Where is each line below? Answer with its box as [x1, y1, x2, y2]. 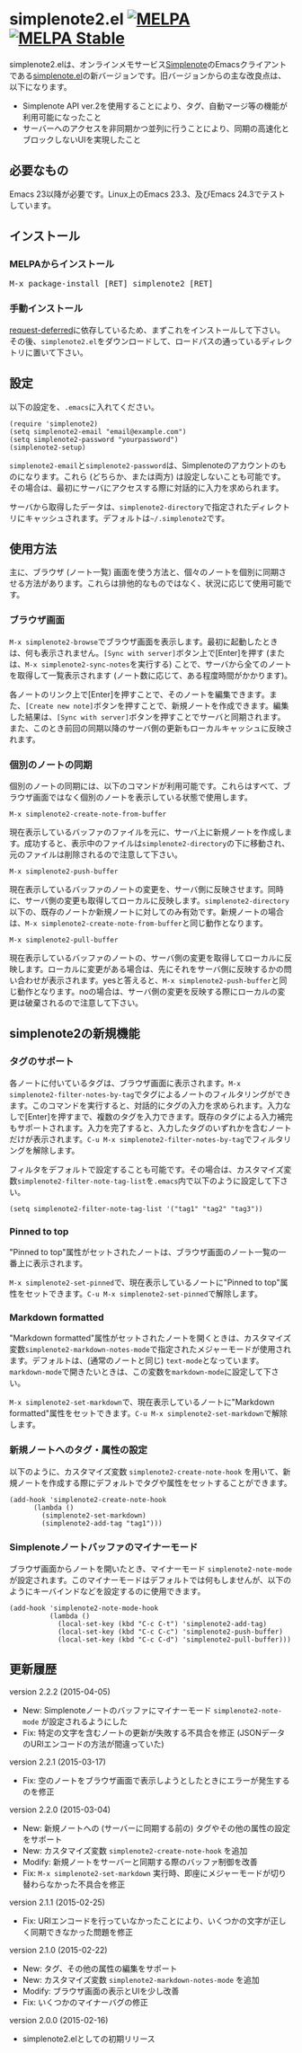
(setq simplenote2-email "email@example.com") [9, 427, 187, 436]
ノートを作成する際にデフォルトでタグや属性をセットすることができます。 [16, 1477, 292, 1488]
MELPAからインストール [9, 258, 115, 270]
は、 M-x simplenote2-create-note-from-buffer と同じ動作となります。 [9, 917, 268, 928]
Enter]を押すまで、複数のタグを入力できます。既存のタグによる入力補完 [27, 1111, 293, 1122]
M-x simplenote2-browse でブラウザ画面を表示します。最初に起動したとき [9, 636, 279, 647]
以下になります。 [9, 81, 72, 92]
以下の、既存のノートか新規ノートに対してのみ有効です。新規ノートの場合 [9, 906, 285, 916]
